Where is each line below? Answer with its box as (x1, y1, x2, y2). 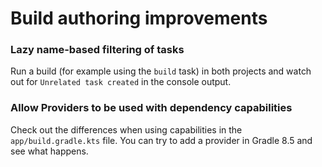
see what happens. (10, 145, 89, 157)
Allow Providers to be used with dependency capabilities (10, 101, 293, 115)
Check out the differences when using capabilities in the (10, 123, 243, 136)
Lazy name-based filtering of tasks (10, 43, 185, 57)
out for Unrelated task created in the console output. (10, 76, 232, 88)
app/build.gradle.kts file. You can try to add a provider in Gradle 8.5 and (10, 134, 313, 146)
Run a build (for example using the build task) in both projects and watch (10, 65, 312, 77)
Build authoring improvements (10, 7, 268, 30)
